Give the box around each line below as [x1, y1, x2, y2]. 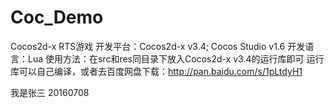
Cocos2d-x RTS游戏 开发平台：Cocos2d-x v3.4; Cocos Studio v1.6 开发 [10, 40, 306, 52]
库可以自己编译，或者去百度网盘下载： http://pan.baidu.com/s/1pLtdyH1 [10, 65, 303, 77]
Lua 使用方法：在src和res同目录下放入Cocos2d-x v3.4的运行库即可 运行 [27, 52, 325, 65]
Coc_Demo [10, 6, 104, 29]
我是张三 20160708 [10, 86, 90, 98]
